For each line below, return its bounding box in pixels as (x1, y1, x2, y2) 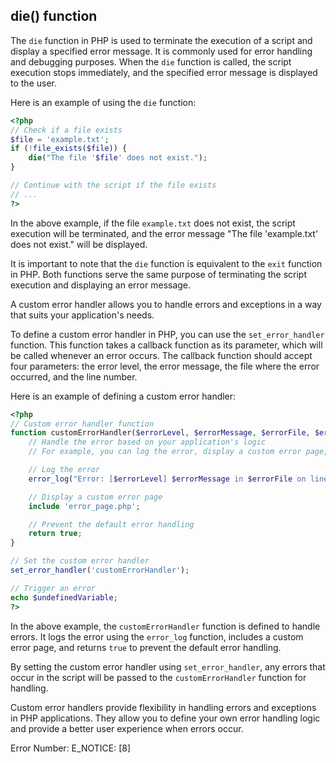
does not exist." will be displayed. (10, 238, 148, 250)
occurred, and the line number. (10, 370, 138, 383)
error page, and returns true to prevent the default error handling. (10, 641, 282, 653)
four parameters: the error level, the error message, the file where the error (10, 360, 320, 372)
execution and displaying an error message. (10, 279, 192, 291)
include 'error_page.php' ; (28, 501, 141, 511)
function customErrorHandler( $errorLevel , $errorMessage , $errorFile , (10, 428, 311, 438)
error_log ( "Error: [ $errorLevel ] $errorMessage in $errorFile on (28, 474, 307, 484)
